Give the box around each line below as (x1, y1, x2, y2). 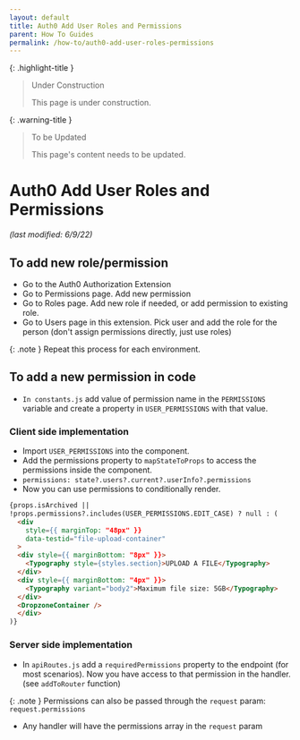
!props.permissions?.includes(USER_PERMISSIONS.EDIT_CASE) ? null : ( (9, 509, 279, 518)
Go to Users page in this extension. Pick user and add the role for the (21, 317, 278, 327)
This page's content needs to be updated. (30, 149, 186, 160)
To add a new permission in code (9, 370, 197, 385)
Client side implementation (9, 425, 130, 438)
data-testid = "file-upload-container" (25, 534, 167, 543)
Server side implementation (9, 639, 133, 651)
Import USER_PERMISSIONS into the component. (21, 446, 190, 456)
